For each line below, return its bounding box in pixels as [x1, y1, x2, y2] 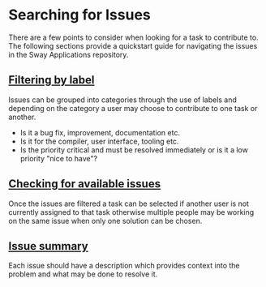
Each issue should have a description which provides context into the [8, 261, 241, 271]
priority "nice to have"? [19, 153, 98, 163]
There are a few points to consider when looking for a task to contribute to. [8, 32, 259, 42]
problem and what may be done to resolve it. [8, 269, 158, 279]
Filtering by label [8, 73, 95, 87]
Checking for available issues [8, 177, 161, 191]
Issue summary [8, 239, 88, 253]
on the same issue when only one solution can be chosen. [8, 216, 203, 225]
